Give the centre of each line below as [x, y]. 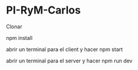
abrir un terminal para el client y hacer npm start [65, 49]
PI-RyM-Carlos [43, 10]
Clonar [14, 26]
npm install [19, 38]
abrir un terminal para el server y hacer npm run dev [69, 61]
